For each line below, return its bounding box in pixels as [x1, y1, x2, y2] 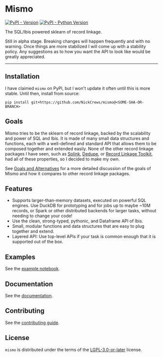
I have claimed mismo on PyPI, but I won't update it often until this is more [5, 85, 150, 91]
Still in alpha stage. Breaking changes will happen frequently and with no [5, 38, 150, 44]
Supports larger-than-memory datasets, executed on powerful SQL [12, 198, 147, 204]
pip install [5, 100, 29, 105]
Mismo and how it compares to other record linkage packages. [5, 170, 130, 176]
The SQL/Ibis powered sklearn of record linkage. [5, 29, 102, 34]
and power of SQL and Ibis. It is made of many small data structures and [5, 135, 149, 141]
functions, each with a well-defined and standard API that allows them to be [5, 140, 157, 146]
